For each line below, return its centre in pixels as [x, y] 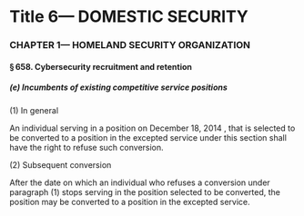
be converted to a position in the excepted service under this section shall [148, 137]
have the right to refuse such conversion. [86, 147]
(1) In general [34, 110]
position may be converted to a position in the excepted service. [130, 201]
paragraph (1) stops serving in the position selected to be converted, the [145, 191]
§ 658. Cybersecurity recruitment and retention [101, 66]
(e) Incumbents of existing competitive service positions [118, 87]
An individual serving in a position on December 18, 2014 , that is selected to [152, 128]
